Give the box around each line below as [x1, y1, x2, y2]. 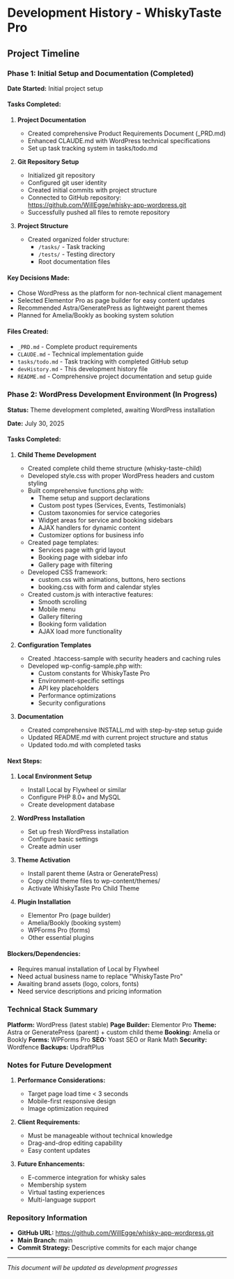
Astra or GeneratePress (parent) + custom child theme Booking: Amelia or [7, 1028, 221, 1036]
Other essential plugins [27, 934, 94, 942]
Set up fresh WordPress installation [27, 828, 129, 836]
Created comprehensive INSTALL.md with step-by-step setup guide [27, 726, 223, 734]
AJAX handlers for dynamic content [38, 523, 141, 532]
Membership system [27, 1181, 87, 1189]
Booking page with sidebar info [38, 553, 128, 561]
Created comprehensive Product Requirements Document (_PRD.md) [27, 129, 226, 137]
